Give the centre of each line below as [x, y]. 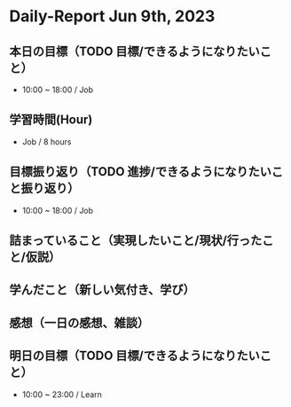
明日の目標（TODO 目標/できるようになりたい [134, 356]
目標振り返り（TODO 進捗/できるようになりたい [141, 172]
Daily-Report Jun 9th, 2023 [112, 16]
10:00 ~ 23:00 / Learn [62, 394]
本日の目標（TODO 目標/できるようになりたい [134, 51]
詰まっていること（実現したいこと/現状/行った [136, 241]
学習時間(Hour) [51, 120]
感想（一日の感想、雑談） [79, 322]
